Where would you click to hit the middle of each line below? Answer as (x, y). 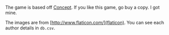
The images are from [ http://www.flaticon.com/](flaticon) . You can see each (84, 23)
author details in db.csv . (30, 28)
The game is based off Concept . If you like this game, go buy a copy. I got (82, 7)
